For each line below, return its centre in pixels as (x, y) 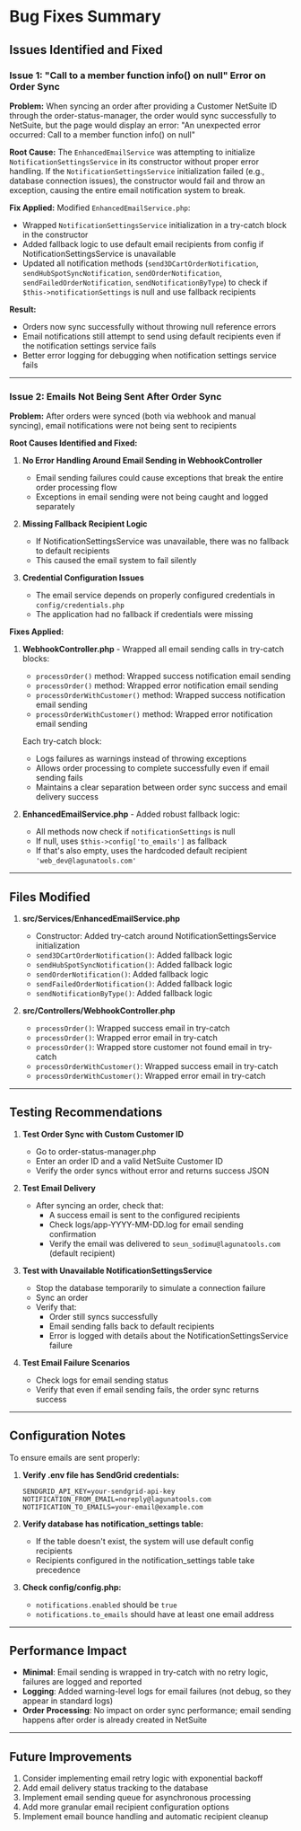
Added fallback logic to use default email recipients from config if (143, 243)
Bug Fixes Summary (85, 17)
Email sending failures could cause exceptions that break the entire (159, 478)
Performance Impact (68, 1651)
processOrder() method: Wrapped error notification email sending (157, 686)
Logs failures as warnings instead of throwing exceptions (141, 759)
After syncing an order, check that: (99, 1205)
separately (55, 507)
